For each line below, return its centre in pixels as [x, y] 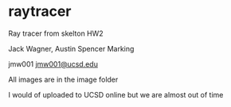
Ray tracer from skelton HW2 [56, 33]
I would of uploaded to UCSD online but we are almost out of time [116, 94]
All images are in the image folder [63, 79]
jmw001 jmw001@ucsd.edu [53, 64]
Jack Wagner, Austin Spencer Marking [71, 48]
